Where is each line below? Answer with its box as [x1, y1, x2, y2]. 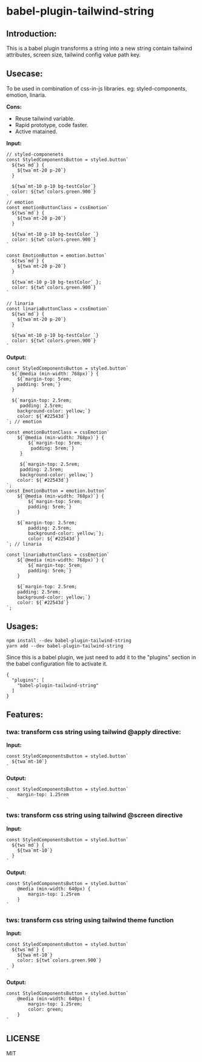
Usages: [6, 622, 38, 632]
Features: [6, 710, 44, 720]
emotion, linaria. [6, 91, 47, 99]
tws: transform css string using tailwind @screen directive [6, 811, 183, 819]
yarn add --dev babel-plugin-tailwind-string [6, 643, 123, 649]
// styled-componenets [6, 151, 64, 158]
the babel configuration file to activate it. [6, 660, 108, 667]
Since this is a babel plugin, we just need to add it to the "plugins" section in [6, 653, 196, 661]
